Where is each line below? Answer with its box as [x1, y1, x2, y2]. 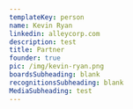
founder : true [9, 54, 62, 62]
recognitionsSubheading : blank [9, 78, 124, 87]
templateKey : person [9, 12, 85, 22]
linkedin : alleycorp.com [9, 29, 100, 38]
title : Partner [9, 46, 65, 54]
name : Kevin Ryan [9, 21, 73, 30]
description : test [9, 37, 77, 47]
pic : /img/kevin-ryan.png [9, 62, 104, 71]
